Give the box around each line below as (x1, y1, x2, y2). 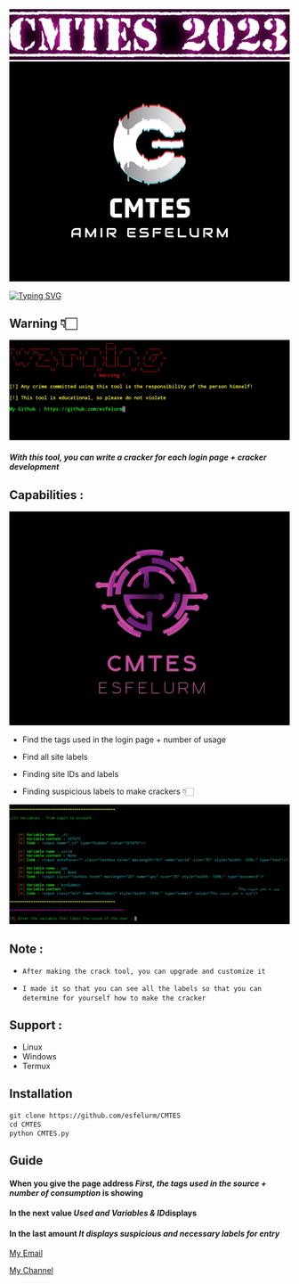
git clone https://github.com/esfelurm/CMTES (9, 1111, 181, 1120)
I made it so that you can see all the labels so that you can (21, 984, 263, 993)
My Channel (9, 1265, 53, 1276)
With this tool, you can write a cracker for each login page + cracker (9, 452, 267, 462)
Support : (9, 1018, 62, 1033)
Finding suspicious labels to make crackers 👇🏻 (21, 786, 194, 797)
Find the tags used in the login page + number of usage (21, 734, 227, 745)
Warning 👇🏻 (9, 315, 77, 331)
